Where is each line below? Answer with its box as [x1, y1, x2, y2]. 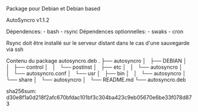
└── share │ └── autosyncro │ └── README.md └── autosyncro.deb [6, 76, 186, 83]
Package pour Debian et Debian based [6, 5, 101, 12]
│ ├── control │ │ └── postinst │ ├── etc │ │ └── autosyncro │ [6, 63, 183, 71]
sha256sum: [6, 88, 37, 94]
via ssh [6, 46, 24, 53]
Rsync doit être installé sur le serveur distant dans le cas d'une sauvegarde [6, 40, 190, 46]
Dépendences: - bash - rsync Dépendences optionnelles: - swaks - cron [6, 28, 184, 35]
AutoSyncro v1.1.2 [6, 17, 49, 23]
